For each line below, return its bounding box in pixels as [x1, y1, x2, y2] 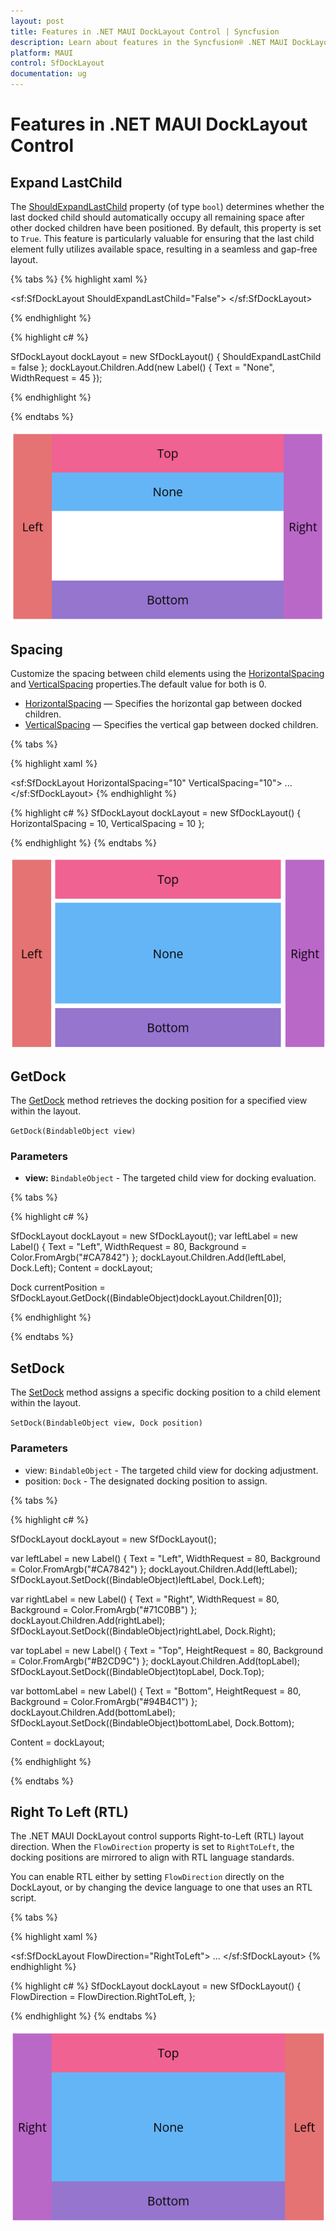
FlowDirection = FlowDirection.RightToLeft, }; [10, 1991, 196, 2003]
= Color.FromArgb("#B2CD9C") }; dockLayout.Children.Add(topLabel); [10, 1655, 300, 1667]
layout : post [10, 16, 65, 26]
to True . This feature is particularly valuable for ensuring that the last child [10, 233, 315, 244]
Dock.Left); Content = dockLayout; [10, 1262, 153, 1274]
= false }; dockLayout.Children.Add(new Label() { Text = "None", [10, 361, 275, 373]
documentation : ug [10, 69, 87, 79]
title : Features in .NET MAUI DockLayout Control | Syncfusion [10, 26, 280, 37]
